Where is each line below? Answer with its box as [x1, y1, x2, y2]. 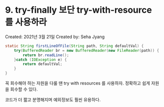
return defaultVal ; [23, 62, 63, 66]
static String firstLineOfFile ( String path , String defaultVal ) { [5, 43, 144, 48]
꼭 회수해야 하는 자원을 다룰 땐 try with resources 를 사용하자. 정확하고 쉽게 [5, 80, 150, 86]
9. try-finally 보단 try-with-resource [5, 4, 152, 16]
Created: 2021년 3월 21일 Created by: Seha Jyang [5, 34, 105, 40]
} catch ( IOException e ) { [14, 57, 67, 62]
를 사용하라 [5, 17, 47, 28]
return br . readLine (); [23, 52, 69, 58]
